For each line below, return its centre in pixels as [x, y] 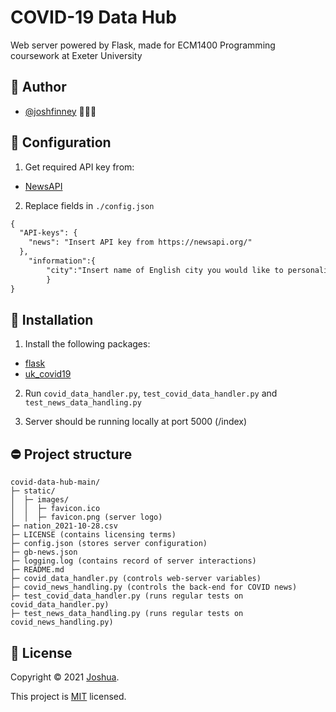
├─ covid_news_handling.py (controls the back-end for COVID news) [154, 587]
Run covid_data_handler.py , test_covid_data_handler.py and [151, 393]
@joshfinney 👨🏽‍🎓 [60, 111]
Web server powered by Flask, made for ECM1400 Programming [143, 45]
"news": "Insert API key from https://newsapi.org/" [140, 242]
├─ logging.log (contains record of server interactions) [133, 561]
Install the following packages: [87, 344]
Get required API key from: [79, 167]
